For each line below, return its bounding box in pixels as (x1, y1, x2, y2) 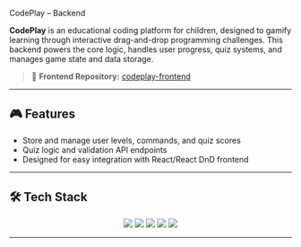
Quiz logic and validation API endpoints (21, 144, 168, 155)
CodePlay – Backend (9, 8, 86, 18)
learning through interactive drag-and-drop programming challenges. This (9, 35, 284, 45)
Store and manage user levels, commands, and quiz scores (21, 135, 242, 146)
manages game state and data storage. (9, 54, 154, 64)
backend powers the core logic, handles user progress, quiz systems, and (9, 44, 282, 55)
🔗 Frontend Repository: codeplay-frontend (30, 71, 191, 82)
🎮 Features (9, 107, 76, 122)
